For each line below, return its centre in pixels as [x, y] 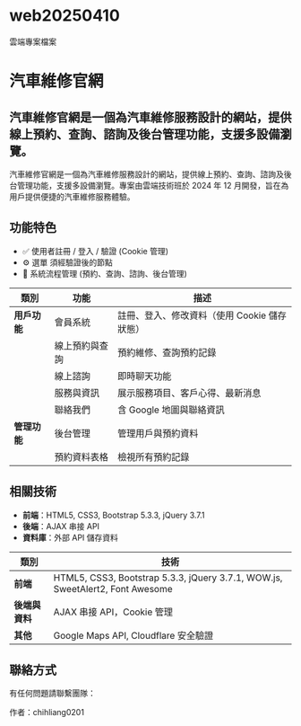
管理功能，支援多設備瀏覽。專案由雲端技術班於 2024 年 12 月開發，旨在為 [153, 185]
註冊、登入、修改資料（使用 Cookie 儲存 [202, 315]
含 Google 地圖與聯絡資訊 [171, 410]
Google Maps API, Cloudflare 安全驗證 [133, 635]
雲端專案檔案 [33, 41]
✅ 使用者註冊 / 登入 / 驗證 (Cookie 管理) [95, 251]
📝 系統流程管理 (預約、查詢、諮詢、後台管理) [105, 273]
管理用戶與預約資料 [158, 433]
